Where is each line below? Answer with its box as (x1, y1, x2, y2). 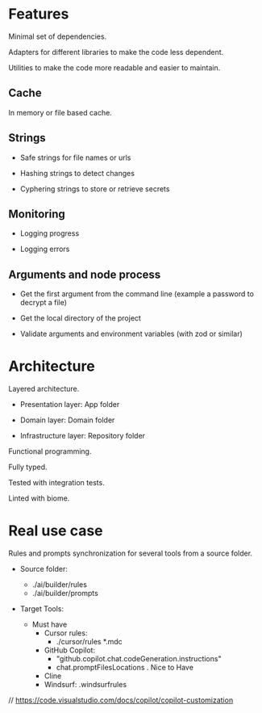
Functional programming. (8, 447, 92, 456)
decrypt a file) (19, 298, 67, 308)
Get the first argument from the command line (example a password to (19, 289, 254, 299)
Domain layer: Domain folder (19, 415, 115, 425)
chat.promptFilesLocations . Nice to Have (56, 663, 193, 673)
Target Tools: (19, 604, 64, 614)
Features (8, 5, 69, 23)
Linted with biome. (8, 493, 70, 503)
